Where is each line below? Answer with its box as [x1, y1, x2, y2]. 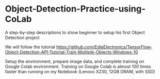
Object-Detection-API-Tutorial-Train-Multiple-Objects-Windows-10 [5, 49, 138, 55]
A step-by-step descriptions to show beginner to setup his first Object [5, 29, 145, 35]
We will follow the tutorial [5, 44, 55, 50]
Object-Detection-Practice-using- [5, 3, 146, 14]
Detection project [5, 35, 40, 40]
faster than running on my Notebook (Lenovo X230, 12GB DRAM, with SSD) [5, 68, 155, 74]
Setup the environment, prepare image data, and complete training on [5, 58, 144, 64]
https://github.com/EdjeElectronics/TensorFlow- [56, 44, 153, 50]
